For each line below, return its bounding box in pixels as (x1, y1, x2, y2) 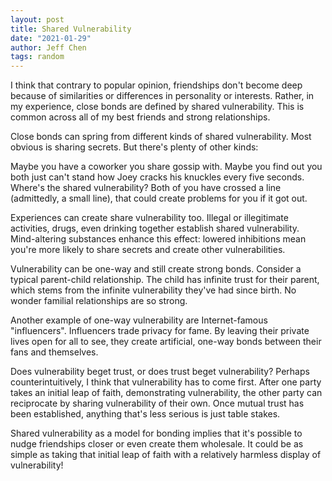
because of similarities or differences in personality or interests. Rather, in (10, 90, 315, 102)
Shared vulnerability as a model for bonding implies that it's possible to (10, 427, 303, 440)
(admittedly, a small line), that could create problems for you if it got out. (10, 192, 308, 205)
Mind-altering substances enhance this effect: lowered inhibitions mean (10, 233, 307, 245)
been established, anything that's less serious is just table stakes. (10, 408, 281, 420)
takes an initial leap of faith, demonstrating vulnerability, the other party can (10, 387, 323, 399)
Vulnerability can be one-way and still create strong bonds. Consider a (10, 263, 302, 275)
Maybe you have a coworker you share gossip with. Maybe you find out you (10, 161, 323, 173)
